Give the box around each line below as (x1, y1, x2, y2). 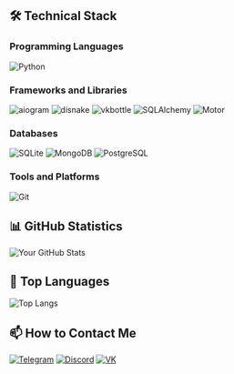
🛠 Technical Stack (9, 8, 117, 24)
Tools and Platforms (9, 170, 100, 183)
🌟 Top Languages (9, 273, 110, 289)
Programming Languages (9, 40, 125, 53)
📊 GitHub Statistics (9, 218, 123, 234)
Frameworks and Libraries (9, 84, 127, 96)
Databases (9, 126, 58, 139)
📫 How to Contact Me (9, 325, 137, 340)
